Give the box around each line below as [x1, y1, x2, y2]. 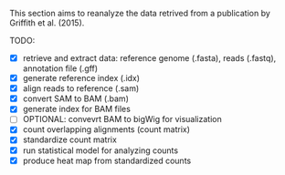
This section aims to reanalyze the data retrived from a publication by [9, 8, 271, 18]
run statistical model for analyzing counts [22, 145, 179, 156]
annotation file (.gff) [22, 63, 99, 74]
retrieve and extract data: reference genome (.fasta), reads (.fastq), [22, 53, 277, 63]
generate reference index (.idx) [22, 73, 140, 84]
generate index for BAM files [22, 104, 131, 115]
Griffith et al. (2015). [9, 17, 85, 28]
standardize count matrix [22, 134, 117, 145]
